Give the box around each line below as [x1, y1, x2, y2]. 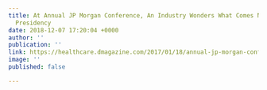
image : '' [8, 56, 41, 64]
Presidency [15, 19, 52, 27]
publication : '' [8, 41, 62, 49]
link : [8, 48, 26, 56]
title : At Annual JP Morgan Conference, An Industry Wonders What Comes [8, 11, 254, 20]
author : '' [8, 33, 44, 42]
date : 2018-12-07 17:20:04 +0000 [8, 26, 119, 34]
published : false [8, 63, 66, 71]
